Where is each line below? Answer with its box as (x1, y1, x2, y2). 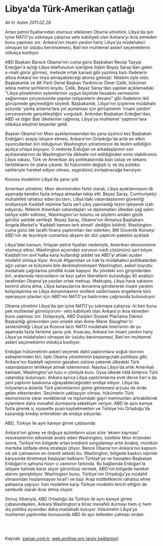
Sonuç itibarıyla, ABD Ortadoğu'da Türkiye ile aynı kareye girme (5, 496, 132, 502)
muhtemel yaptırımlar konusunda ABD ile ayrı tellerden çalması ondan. (5, 511, 145, 517)
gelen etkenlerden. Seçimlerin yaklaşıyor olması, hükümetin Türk (5, 390, 134, 395)
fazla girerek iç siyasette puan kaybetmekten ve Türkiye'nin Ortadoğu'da (5, 405, 150, 411)
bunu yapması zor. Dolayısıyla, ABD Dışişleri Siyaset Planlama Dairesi (5, 313, 143, 319)
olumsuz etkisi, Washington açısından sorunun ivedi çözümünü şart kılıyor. (5, 247, 154, 253)
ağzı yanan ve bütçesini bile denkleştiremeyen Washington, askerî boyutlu (5, 262, 153, 268)
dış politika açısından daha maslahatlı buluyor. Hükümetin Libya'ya (5, 506, 137, 512)
